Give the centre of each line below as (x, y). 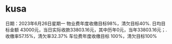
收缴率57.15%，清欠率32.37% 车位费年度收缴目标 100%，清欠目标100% (81, 36)
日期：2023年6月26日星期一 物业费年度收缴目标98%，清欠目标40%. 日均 (83, 23)
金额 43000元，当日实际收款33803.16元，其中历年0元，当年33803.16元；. (88, 30)
